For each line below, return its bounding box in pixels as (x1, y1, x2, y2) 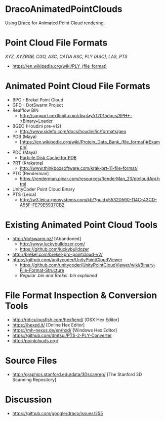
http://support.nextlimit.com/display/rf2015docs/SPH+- (19, 112, 132, 118)
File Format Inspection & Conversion (5, 289, 157, 301)
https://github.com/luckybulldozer (19, 246, 89, 252)
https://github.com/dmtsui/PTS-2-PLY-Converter (12, 332, 112, 338)
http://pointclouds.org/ (12, 337, 59, 343)
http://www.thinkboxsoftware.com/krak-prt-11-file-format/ (19, 165, 138, 171)
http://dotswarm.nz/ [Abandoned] (12, 235, 82, 241)
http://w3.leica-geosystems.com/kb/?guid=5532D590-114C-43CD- (19, 196, 157, 202)
